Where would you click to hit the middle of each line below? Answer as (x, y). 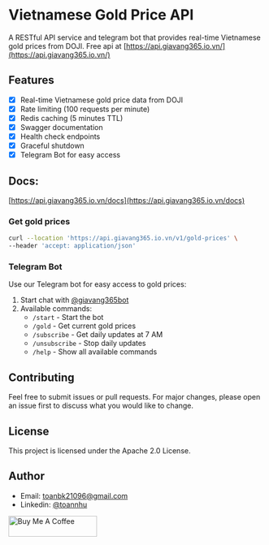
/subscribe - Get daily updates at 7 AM (98, 335)
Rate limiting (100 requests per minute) (85, 109)
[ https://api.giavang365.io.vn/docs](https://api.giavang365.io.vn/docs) (127, 200)
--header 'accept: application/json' (72, 246)
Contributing (41, 377)
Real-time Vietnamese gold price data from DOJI (102, 100)
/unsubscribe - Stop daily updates (89, 344)
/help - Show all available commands (95, 352)
